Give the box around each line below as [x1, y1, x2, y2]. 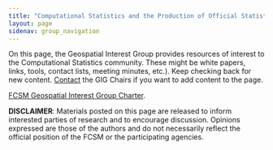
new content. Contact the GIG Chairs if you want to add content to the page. [8, 75, 264, 85]
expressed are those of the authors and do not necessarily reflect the [8, 123, 241, 134]
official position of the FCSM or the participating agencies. [8, 132, 205, 142]
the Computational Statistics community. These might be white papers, [8, 58, 246, 67]
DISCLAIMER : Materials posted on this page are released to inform [8, 106, 232, 116]
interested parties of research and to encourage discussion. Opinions [8, 115, 241, 125]
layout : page [8, 19, 53, 28]
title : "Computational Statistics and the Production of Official [8, 11, 238, 20]
